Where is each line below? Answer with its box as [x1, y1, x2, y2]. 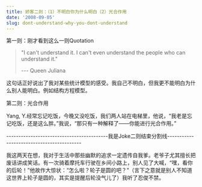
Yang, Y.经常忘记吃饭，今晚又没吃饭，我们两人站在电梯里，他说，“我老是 [6, 112, 188, 120]
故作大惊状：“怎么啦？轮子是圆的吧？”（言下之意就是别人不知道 [35, 167, 192, 174]
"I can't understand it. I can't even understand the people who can [20, 49, 186, 56]
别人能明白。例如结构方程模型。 [11, 87, 91, 94]
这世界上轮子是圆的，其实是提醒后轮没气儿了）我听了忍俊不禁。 [6, 174, 164, 182]
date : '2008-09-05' [6, 14, 55, 20]
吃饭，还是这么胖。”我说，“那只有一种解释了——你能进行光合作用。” [11, 120, 177, 127]
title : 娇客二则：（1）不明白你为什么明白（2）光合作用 [6, 8, 127, 15]
